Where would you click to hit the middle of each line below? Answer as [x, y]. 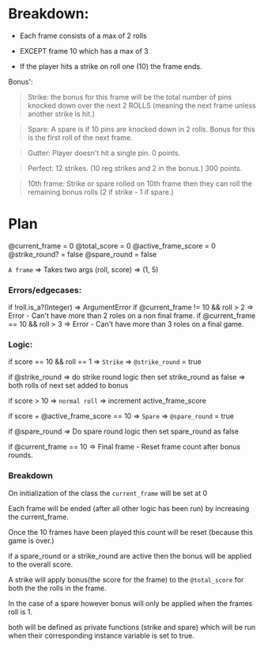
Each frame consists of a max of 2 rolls [83, 36]
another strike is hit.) [61, 114]
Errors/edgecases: [45, 290]
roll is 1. [21, 612]
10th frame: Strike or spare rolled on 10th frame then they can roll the [140, 184]
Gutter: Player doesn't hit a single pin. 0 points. [104, 153]
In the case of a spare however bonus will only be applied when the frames [130, 603]
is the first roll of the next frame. [80, 137]
